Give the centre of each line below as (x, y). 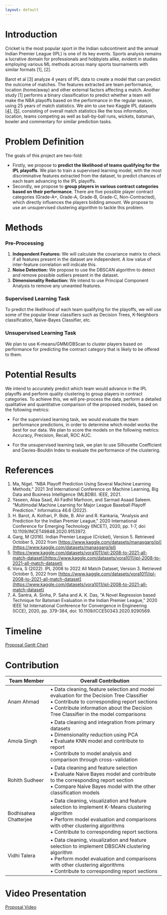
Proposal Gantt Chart (27, 645)
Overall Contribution (105, 681)
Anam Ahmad (24, 702)
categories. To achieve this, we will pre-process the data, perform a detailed (83, 399)
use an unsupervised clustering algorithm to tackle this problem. (78, 207)
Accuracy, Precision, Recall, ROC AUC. (52, 435)
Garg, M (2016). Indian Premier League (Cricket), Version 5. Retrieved (83, 537)
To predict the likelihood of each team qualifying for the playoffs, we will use (83, 309)
